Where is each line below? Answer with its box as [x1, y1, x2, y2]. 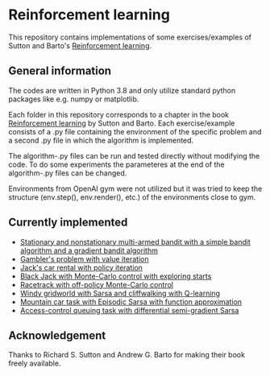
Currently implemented [8, 216, 128, 229]
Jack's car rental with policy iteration [19, 262, 143, 272]
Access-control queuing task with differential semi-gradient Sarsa [19, 305, 239, 315]
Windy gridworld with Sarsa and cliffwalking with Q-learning [19, 288, 220, 298]
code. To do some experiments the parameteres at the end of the [8, 159, 225, 169]
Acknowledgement [8, 328, 106, 342]
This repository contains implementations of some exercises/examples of [8, 32, 252, 42]
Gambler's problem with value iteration [19, 254, 149, 263]
